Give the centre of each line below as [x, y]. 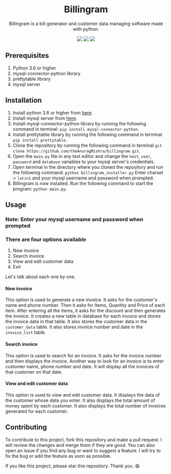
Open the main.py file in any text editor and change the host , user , [82, 156]
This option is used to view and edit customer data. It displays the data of [83, 395]
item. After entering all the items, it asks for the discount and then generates [85, 311]
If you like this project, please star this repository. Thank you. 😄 [72, 466]
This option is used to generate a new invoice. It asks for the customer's [81, 300]
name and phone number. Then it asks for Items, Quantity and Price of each [85, 305]
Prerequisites [27, 55]
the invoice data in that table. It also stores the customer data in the [76, 322]
